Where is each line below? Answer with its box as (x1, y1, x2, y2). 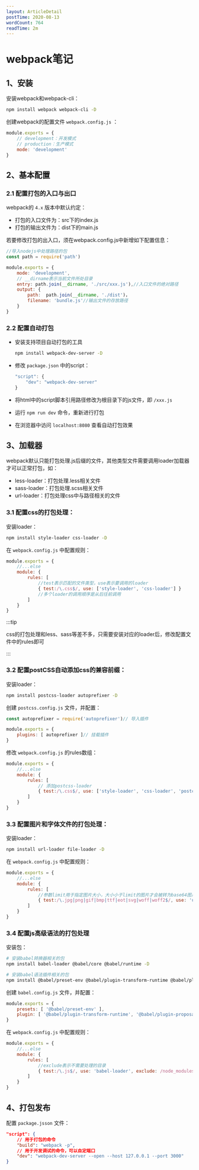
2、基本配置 (6, 170, 50, 180)
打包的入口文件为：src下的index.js (14, 217, 99, 224)
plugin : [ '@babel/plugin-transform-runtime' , (17, 1012, 134, 1018)
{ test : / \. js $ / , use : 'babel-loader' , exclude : (37, 1068, 158, 1074)
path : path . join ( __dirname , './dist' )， (27, 292, 130, 298)
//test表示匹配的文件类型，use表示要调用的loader (37, 580, 149, 586)
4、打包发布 (6, 1102, 51, 1112)
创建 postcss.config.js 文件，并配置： (6, 704, 101, 711)
